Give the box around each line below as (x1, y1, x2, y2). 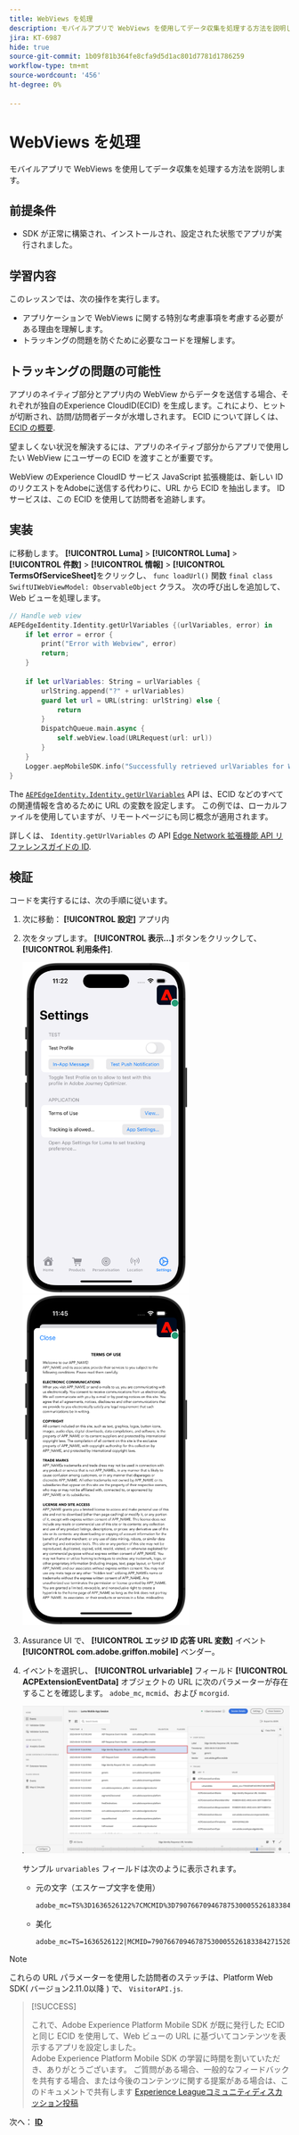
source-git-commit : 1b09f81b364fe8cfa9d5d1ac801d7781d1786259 (9, 52, 245, 62)
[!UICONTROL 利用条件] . (21, 944, 113, 955)
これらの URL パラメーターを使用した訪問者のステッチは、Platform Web (9, 1972, 273, 1982)
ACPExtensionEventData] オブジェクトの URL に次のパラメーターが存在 (21, 1676, 289, 1687)
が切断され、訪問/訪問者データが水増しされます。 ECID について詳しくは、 (9, 411, 283, 421)
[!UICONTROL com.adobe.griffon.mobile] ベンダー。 (21, 1647, 220, 1657)
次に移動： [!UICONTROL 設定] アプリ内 (21, 914, 170, 925)
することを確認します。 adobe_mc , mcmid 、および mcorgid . (21, 1688, 230, 1699)
